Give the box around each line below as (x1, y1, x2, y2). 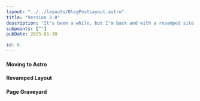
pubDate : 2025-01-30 (6, 31, 58, 37)
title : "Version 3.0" (6, 14, 60, 20)
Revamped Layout (6, 75, 52, 82)
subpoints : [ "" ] (6, 25, 47, 32)
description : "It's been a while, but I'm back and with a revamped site (6, 20, 195, 26)
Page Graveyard (6, 88, 47, 95)
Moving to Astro (6, 61, 47, 68)
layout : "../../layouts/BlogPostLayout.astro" (6, 8, 125, 15)
